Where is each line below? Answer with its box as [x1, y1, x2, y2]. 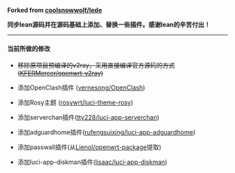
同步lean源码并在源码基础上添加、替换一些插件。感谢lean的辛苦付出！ [7, 20, 211, 29]
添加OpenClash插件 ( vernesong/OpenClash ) [17, 83, 145, 92]
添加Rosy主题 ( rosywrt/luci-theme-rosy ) [17, 98, 134, 107]
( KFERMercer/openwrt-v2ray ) [17, 69, 104, 78]
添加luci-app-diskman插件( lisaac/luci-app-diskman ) [17, 158, 168, 167]
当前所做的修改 [7, 44, 50, 53]
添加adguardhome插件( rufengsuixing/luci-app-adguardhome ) [17, 128, 196, 137]
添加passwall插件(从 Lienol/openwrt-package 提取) [17, 143, 162, 151]
